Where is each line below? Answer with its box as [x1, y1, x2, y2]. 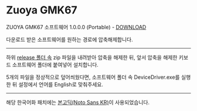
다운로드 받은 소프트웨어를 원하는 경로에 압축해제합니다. [6, 36, 133, 43]
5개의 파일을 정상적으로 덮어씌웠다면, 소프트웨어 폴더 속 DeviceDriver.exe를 [6, 74, 180, 81]
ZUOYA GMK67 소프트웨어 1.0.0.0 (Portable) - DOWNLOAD [6, 23, 147, 30]
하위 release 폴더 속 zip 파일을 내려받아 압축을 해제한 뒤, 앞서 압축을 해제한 [6, 54, 178, 61]
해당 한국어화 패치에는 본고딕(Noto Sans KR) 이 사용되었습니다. [6, 99, 150, 106]
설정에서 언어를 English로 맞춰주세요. [18, 81, 104, 88]
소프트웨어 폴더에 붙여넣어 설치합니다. [12, 61, 98, 68]
